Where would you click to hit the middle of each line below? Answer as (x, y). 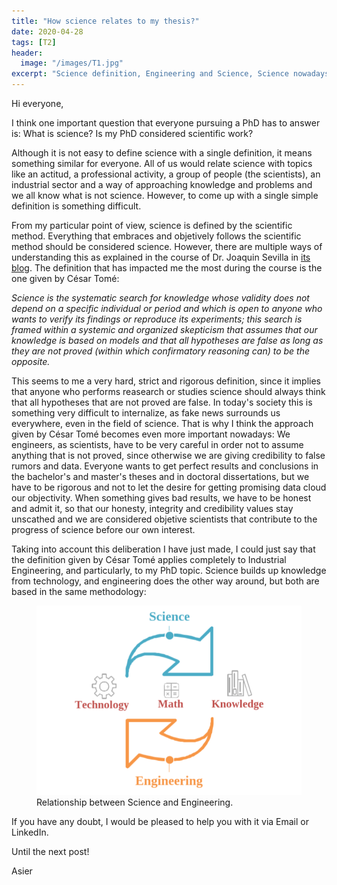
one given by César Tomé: (65, 278)
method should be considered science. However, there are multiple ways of (167, 246)
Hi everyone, (37, 103)
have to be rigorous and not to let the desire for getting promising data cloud (169, 487)
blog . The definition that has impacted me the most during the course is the (167, 268)
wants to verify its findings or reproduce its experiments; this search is (157, 319)
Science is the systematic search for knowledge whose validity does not (160, 298)
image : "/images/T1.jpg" (72, 63)
